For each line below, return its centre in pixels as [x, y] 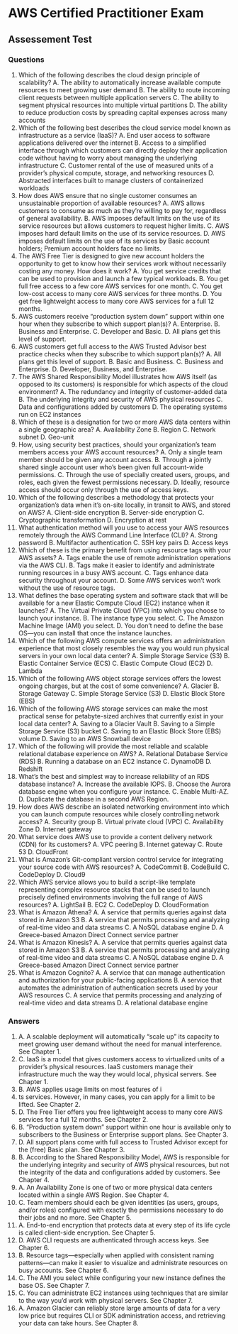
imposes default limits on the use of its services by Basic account [114, 241]
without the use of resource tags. [67, 588]
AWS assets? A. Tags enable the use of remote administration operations [125, 557]
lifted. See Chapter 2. [49, 1105]
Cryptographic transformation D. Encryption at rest [92, 520]
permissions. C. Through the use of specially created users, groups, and [124, 474]
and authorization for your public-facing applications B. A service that [120, 980]
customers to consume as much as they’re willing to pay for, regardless [122, 210]
